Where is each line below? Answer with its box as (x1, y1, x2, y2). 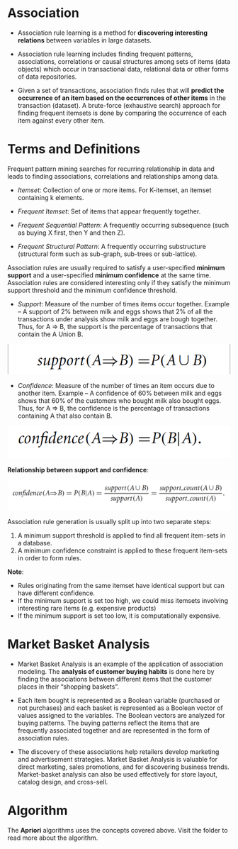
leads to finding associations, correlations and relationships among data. (7, 172, 220, 180)
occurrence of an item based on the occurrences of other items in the (17, 94, 227, 102)
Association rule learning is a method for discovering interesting (17, 28, 208, 37)
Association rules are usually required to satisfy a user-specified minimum (7, 263, 225, 272)
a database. (17, 538, 52, 547)
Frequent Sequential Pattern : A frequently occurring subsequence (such (17, 221, 229, 229)
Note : (7, 567, 24, 576)
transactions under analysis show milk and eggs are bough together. (17, 314, 218, 323)
